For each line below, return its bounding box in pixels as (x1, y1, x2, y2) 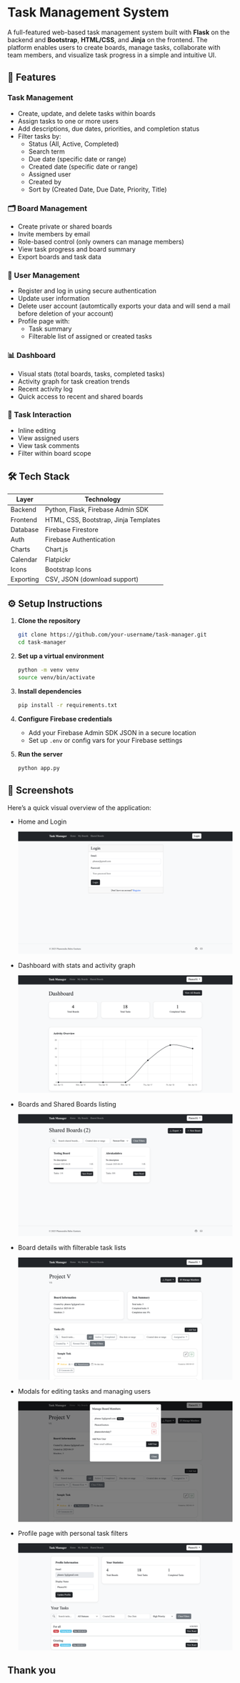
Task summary (28, 324, 72, 333)
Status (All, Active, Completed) (28, 139, 119, 148)
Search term (28, 147, 66, 156)
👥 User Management (7, 270, 80, 280)
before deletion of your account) (17, 309, 114, 318)
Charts (10, 545, 31, 554)
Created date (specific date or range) (28, 162, 138, 171)
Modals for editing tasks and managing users (17, 1387, 151, 1396)
